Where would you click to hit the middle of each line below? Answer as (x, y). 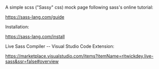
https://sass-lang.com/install (35, 37)
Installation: (17, 27)
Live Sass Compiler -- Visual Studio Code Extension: (60, 46)
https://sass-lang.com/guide (35, 17)
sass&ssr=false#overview (32, 61)
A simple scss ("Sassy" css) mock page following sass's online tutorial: (79, 7)
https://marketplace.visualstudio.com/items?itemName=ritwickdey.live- (79, 56)
